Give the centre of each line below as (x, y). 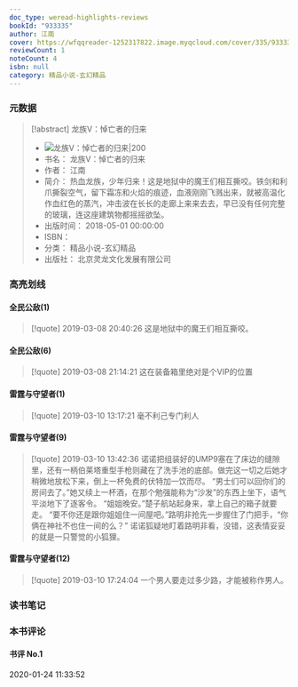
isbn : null (29, 68)
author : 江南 (32, 34)
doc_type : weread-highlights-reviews (79, 17)
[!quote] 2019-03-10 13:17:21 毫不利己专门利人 (115, 415)
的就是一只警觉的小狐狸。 (78, 536)
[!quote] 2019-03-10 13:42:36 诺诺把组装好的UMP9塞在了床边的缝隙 (156, 459)
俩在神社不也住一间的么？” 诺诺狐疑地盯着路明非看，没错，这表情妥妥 (158, 525)
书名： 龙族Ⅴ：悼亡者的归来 (95, 159)
